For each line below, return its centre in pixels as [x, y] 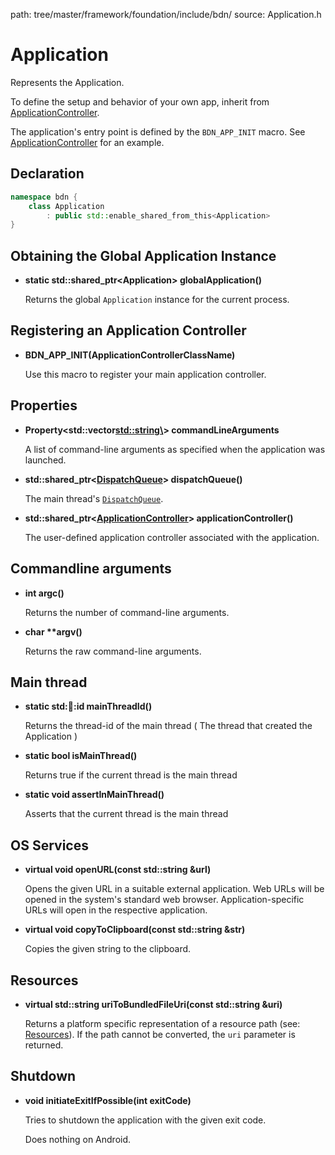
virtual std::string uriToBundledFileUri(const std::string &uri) [153, 1004]
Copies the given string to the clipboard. [108, 949]
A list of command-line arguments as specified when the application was [175, 449]
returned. [44, 1045]
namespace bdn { [44, 197]
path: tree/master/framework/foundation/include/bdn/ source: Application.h [166, 14]
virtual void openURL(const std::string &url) [118, 870]
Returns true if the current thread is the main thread [131, 775]
